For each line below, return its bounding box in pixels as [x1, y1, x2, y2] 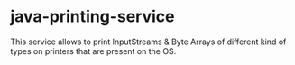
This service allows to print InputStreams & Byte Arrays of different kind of [10, 36, 287, 47]
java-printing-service [10, 6, 175, 27]
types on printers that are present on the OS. [10, 45, 177, 56]
